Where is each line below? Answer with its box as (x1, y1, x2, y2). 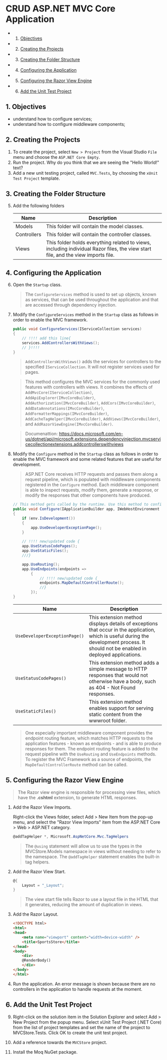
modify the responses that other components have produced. (25, 492, 151, 498)
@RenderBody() (22, 958, 51, 963)
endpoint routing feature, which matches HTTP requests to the (25, 735, 153, 741)
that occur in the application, (89, 626, 156, 633)
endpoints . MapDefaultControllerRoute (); (39, 580, 124, 585)
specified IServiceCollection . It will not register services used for (25, 364, 160, 370)
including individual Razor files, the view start (46, 245, 152, 252)
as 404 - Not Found (89, 684, 136, 691)
